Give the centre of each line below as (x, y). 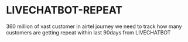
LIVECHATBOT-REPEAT (64, 10)
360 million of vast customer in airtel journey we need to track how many (94, 26)
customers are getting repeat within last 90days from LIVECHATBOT (88, 32)
